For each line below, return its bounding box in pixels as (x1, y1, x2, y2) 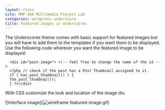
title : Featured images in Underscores (5, 21, 87, 26)
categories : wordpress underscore (5, 16, 77, 21)
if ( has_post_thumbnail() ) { (9, 73, 74, 78)
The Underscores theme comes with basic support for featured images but (5, 35, 158, 40)
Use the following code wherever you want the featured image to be (5, 45, 144, 51)
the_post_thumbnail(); (9, 77, 56, 82)
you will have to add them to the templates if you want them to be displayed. (5, 40, 161, 46)
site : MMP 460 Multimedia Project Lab (5, 12, 85, 17)
